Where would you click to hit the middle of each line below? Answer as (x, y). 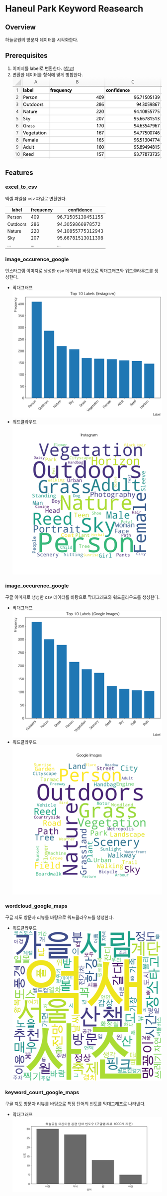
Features (19, 173)
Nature (14, 231)
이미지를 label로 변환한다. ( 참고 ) (43, 68)
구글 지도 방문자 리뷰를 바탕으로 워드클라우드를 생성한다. (60, 917)
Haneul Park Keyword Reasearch (74, 9)
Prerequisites (26, 56)
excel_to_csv (21, 187)
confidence (80, 210)
